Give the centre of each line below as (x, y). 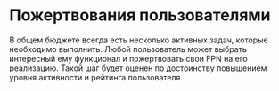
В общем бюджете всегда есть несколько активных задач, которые (139, 40)
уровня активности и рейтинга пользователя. (96, 77)
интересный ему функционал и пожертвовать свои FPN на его (128, 58)
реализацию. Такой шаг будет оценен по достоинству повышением (138, 68)
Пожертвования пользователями (140, 15)
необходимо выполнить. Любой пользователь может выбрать (128, 49)
